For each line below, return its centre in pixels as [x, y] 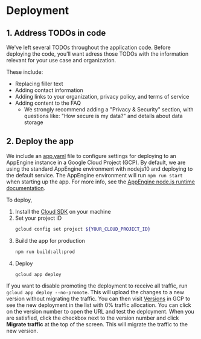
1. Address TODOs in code [56, 33]
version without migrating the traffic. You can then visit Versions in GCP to [98, 299]
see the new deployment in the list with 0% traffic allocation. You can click [99, 305]
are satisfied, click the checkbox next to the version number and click [93, 318]
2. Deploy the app [40, 141]
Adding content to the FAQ [48, 103]
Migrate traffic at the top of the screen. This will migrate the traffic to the [97, 324]
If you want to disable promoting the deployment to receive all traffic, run [97, 286]
